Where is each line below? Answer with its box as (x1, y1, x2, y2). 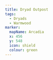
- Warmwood (9, 20, 31, 26)
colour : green (9, 47, 38, 52)
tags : (5, 12, 16, 16)
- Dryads (9, 16, 27, 21)
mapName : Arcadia (9, 30, 44, 34)
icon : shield (9, 43, 36, 48)
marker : (5, 25, 21, 30)
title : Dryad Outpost (5, 7, 49, 12)
